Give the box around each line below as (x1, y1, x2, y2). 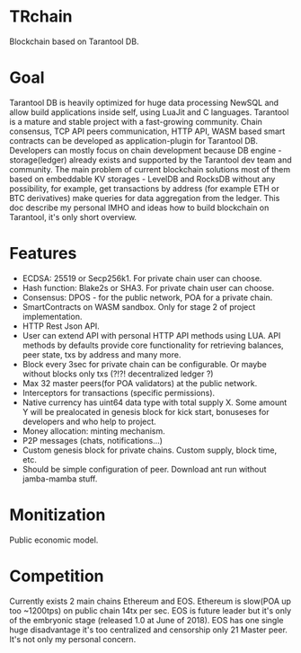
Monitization (9, 505, 106, 525)
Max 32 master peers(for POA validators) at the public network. (22, 377, 258, 388)
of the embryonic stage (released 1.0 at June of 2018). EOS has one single (9, 614, 284, 625)
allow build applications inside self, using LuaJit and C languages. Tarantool (9, 106, 289, 118)
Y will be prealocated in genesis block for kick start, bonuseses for (22, 406, 270, 417)
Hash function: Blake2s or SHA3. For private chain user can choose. (22, 282, 275, 293)
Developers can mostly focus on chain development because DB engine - (9, 145, 282, 155)
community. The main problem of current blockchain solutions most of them (9, 163, 290, 174)
